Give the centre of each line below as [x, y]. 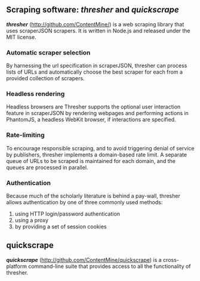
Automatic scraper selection [48, 52]
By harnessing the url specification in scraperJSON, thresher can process [97, 66]
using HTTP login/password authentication [67, 214]
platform [16, 266]
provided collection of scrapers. [45, 78]
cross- [171, 259]
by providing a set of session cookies [61, 226]
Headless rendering [36, 94]
